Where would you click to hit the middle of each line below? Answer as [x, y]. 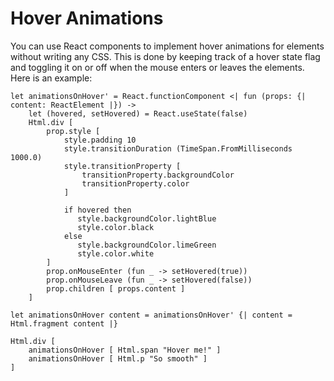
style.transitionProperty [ [122, 166]
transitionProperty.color [135, 183]
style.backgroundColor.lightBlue [147, 218]
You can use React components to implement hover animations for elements [167, 46]
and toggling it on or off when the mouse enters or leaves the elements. [157, 67]
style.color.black [116, 227]
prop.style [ [73, 131]
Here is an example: [51, 78]
